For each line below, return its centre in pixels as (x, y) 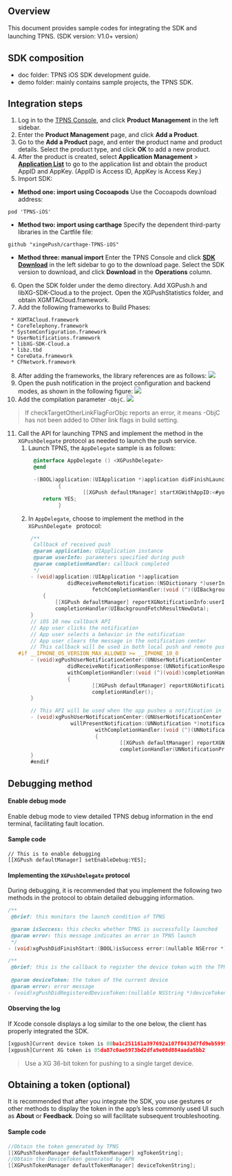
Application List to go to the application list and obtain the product (112, 164)
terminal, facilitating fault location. (56, 823)
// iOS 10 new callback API (71, 621)
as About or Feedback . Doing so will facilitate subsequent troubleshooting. (114, 1116)
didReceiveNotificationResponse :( (117, 666)
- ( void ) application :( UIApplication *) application (105, 577)
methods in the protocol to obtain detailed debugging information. (101, 898)
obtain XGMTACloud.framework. (64, 300)
